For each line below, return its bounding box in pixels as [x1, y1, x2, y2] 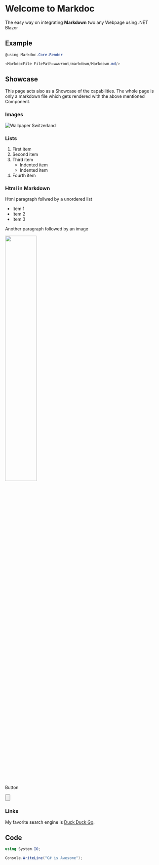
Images [5, 111, 24, 118]
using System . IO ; [5, 847, 41, 852]
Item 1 [12, 206, 25, 212]
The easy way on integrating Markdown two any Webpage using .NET [5, 19, 148, 25]
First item [12, 146, 32, 152]
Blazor [5, 24, 18, 30]
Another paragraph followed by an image [5, 226, 89, 232]
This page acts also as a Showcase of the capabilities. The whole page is [5, 88, 154, 94]
